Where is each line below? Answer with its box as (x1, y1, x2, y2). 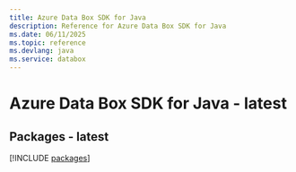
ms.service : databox (9, 55, 87, 64)
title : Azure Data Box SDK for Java (9, 13, 146, 22)
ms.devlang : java (9, 47, 74, 56)
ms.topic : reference (9, 38, 87, 47)
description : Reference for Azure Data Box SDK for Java (9, 21, 227, 30)
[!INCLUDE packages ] (9, 153, 91, 163)
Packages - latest (9, 129, 109, 144)
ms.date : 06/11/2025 (9, 30, 87, 39)
